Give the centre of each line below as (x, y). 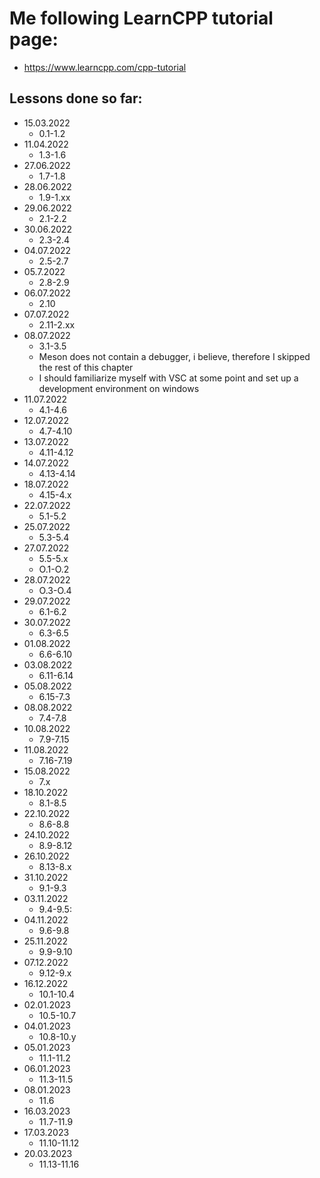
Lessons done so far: (76, 98)
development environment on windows (119, 388)
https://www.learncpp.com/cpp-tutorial (105, 67)
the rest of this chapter (86, 367)
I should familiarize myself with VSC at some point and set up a (168, 378)
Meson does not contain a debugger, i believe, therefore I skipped (174, 356)
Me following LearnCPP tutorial (141, 18)
